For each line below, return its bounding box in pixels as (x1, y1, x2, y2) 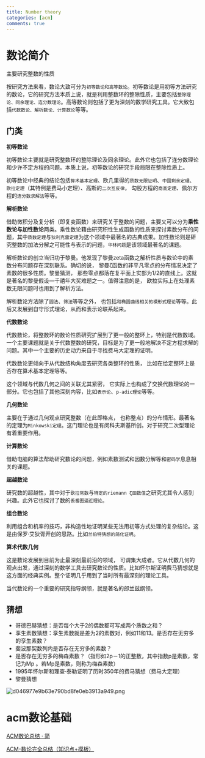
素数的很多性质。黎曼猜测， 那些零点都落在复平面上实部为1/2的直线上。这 (6, 269, 192, 277)
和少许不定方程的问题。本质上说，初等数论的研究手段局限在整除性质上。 (6, 163, 188, 171)
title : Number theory (6, 9, 62, 15)
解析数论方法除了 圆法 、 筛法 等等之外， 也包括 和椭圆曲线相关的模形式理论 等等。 (6, 298, 192, 305)
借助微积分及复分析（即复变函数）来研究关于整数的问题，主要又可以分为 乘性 (6, 218, 199, 225)
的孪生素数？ (15, 637, 48, 644)
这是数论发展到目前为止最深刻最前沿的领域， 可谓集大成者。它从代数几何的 (6, 557, 195, 564)
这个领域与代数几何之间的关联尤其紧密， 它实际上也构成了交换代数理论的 (6, 380, 190, 388)
